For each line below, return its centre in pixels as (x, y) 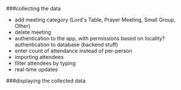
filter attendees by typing (45, 63)
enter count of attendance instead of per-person (73, 51)
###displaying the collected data (46, 81)
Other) (22, 26)
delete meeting (33, 32)
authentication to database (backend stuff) (66, 44)
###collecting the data (33, 8)
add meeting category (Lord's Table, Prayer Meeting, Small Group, (95, 20)
